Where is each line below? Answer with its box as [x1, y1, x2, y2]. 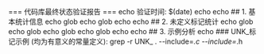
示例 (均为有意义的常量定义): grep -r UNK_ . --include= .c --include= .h [14, 37, 243, 46]
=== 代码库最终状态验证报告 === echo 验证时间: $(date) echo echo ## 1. [8, 7, 247, 16]
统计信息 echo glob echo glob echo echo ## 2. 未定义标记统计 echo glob [14, 17, 254, 26]
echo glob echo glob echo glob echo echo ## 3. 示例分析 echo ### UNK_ [8, 27, 250, 36]
